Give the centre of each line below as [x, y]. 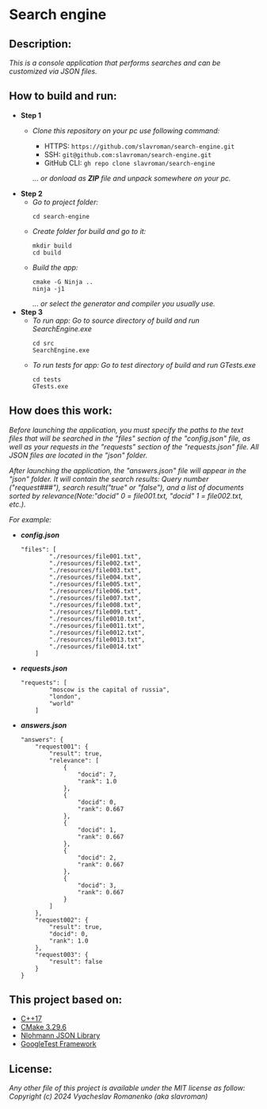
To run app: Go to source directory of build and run [116, 320]
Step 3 [31, 312]
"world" [62, 703]
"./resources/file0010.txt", [97, 619]
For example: [31, 519]
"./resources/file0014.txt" [95, 646]
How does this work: [61, 411]
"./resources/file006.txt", [95, 591]
